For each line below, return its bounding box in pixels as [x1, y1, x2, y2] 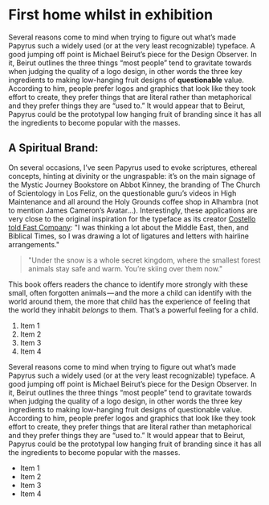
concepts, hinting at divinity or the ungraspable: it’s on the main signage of [8, 171, 255, 180]
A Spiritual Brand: [8, 141, 99, 155]
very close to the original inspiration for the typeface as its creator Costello [8, 213, 256, 223]
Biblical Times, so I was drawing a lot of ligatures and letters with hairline [8, 231, 249, 241]
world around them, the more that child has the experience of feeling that [8, 296, 251, 306]
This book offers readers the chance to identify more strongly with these [8, 279, 249, 289]
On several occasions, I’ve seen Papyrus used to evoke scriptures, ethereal [8, 163, 258, 172]
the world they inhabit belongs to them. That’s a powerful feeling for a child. [8, 304, 259, 315]
